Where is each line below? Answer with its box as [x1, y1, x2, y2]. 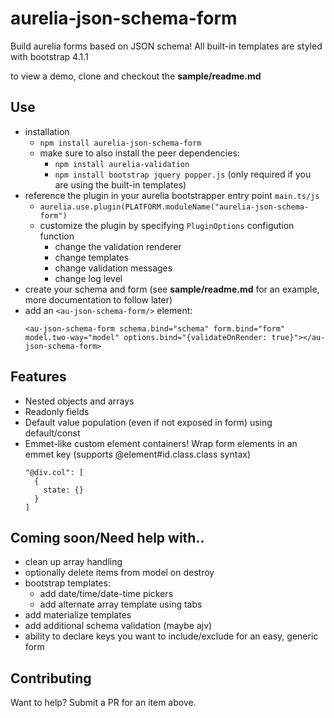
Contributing [10, 670, 92, 687]
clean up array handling [24, 556, 123, 568]
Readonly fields [24, 405, 90, 417]
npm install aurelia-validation [54, 159, 190, 169]
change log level [54, 272, 123, 284]
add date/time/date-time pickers [39, 588, 174, 600]
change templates [54, 251, 130, 263]
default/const [24, 427, 81, 439]
